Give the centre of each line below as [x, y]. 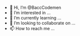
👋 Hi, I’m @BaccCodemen [35, 8]
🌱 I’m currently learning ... [35, 18]
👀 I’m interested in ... [30, 13]
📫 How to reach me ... [32, 28]
